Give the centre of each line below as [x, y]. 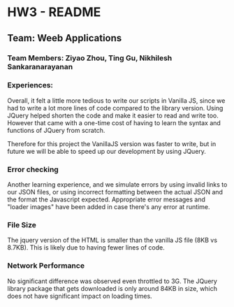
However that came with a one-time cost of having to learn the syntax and [114, 122]
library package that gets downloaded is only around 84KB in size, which [112, 288]
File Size [22, 225]
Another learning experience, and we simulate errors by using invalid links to [117, 185]
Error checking [33, 169]
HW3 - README [54, 12]
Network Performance [46, 266]
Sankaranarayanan [40, 66]
